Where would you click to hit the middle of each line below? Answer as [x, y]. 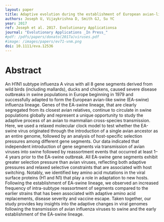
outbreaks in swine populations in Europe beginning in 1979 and [69, 94]
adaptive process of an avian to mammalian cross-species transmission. [78, 120]
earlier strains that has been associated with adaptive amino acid [70, 193]
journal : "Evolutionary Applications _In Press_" [57, 32]
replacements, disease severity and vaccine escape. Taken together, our [78, 198]
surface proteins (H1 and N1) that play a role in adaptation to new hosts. [77, 177]
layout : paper [20, 10]
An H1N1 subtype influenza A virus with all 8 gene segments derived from [79, 84]
